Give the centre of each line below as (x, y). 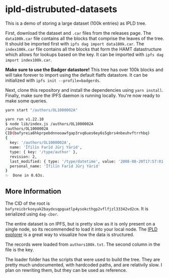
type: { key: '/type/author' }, (44, 152)
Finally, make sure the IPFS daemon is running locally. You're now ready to (83, 95)
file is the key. (20, 250)
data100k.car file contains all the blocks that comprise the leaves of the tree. (85, 38)
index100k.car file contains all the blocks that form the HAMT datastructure (83, 49)
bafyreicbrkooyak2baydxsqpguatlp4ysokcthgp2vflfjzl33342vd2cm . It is (77, 209)
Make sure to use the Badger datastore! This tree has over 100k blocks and (84, 70)
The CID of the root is (28, 203)
